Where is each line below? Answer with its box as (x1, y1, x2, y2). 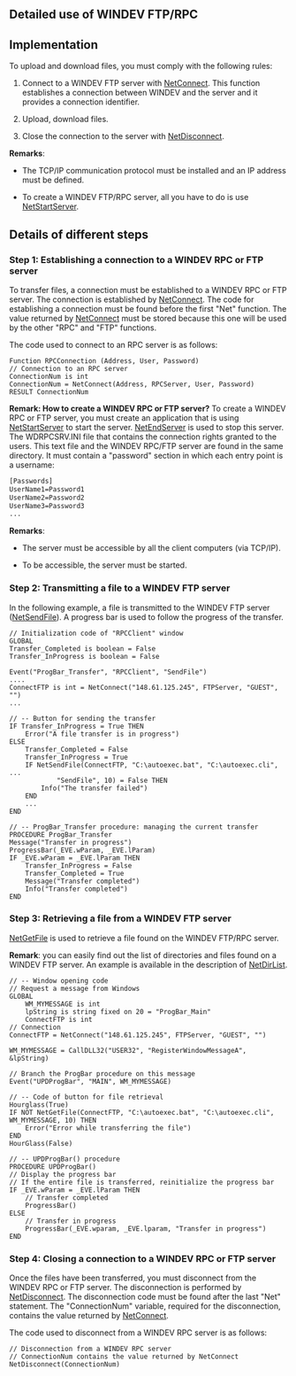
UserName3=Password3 (9, 501, 86, 510)
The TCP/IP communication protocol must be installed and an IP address (21, 166, 287, 176)
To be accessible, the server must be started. (21, 560, 187, 570)
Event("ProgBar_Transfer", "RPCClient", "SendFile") (9, 668, 208, 676)
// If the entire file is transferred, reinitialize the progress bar (9, 1178, 275, 1187)
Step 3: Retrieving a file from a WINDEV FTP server (9, 912, 232, 924)
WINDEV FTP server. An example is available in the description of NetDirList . (9, 959, 288, 970)
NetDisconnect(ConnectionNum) (9, 1360, 121, 1369)
